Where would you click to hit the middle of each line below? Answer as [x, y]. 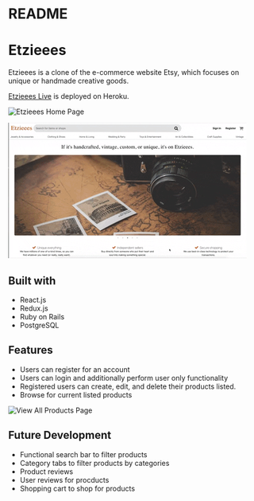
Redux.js [34, 308]
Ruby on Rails [42, 316]
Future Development [60, 435]
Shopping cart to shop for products [77, 488]
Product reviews [46, 472]
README [38, 14]
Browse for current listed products [76, 394]
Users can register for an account [75, 369]
